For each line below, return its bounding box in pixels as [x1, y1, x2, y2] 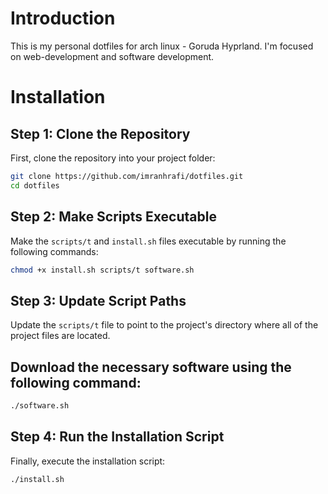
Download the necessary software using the [10, 358, 292, 376]
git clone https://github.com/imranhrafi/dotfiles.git [10, 171, 244, 181]
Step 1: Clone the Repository [10, 125, 191, 142]
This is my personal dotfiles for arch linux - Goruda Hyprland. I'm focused [10, 40, 314, 52]
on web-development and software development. [10, 50, 215, 62]
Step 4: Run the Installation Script [10, 428, 225, 446]
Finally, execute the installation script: [10, 455, 166, 467]
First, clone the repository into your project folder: [10, 152, 216, 164]
